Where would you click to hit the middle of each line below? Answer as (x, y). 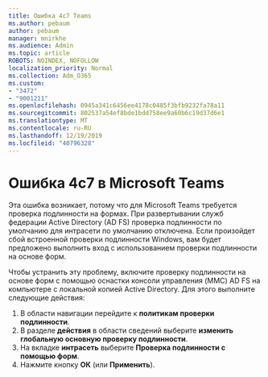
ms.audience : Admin (41, 46)
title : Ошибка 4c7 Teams (50, 16)
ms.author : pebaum (39, 23)
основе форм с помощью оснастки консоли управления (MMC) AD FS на (134, 281)
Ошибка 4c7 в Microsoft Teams (117, 183)
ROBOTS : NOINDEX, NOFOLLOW (54, 61)
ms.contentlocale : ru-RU (50, 128)
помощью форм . (49, 356)
